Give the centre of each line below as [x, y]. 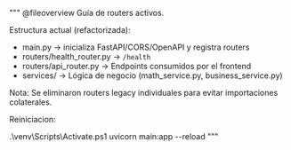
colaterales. [31, 102]
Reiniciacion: [32, 119]
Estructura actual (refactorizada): [70, 30]
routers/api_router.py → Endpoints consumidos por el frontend [137, 66]
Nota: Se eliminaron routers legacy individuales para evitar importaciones [144, 93]
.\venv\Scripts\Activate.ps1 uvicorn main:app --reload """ [114, 136]
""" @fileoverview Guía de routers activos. [87, 13]
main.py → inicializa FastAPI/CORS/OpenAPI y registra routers [136, 47]
